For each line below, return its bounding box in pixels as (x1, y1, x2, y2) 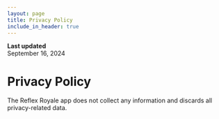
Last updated (7, 42, 47, 51)
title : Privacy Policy (7, 17, 73, 24)
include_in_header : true (7, 23, 79, 30)
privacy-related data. (7, 104, 67, 112)
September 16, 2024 (7, 49, 66, 57)
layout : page (7, 10, 45, 17)
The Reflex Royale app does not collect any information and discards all (7, 96, 213, 104)
